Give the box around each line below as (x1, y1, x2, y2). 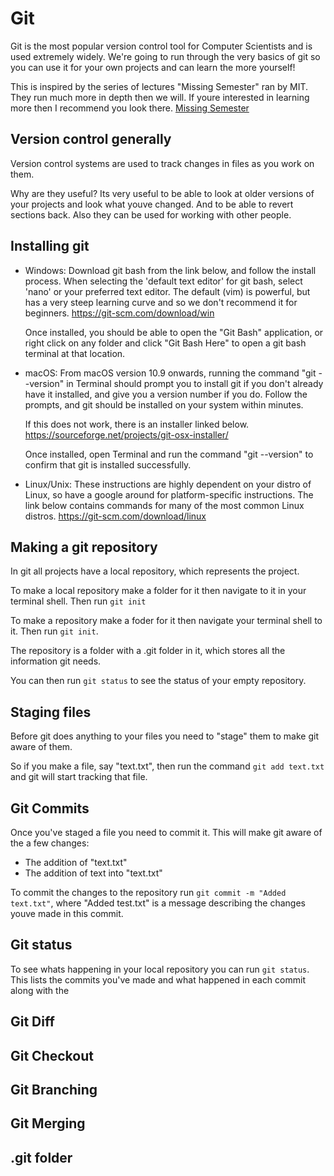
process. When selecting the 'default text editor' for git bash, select (24, 275, 303, 287)
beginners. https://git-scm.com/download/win (24, 307, 215, 319)
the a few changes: (10, 837, 90, 849)
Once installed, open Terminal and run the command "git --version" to (24, 448, 314, 460)
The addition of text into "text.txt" (24, 867, 163, 879)
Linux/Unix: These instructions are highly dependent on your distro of (24, 478, 312, 490)
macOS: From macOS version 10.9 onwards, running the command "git (24, 367, 317, 379)
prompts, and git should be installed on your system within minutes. (24, 398, 304, 411)
